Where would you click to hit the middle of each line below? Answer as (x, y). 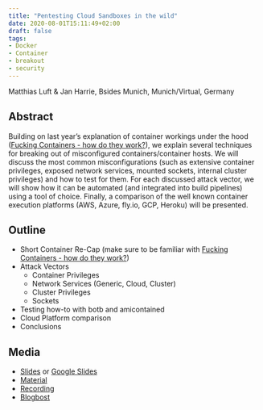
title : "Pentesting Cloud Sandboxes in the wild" (93, 16)
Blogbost (35, 397)
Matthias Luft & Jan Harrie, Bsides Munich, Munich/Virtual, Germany (121, 91)
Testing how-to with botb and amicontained (92, 310)
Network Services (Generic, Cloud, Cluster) (104, 284)
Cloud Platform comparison (65, 318)
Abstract (31, 117)
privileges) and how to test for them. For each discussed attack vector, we (131, 179)
